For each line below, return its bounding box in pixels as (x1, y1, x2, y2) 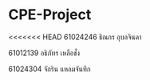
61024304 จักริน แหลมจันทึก (8, 64, 91, 74)
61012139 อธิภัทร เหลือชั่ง (8, 48, 81, 58)
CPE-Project (8, 6, 92, 24)
